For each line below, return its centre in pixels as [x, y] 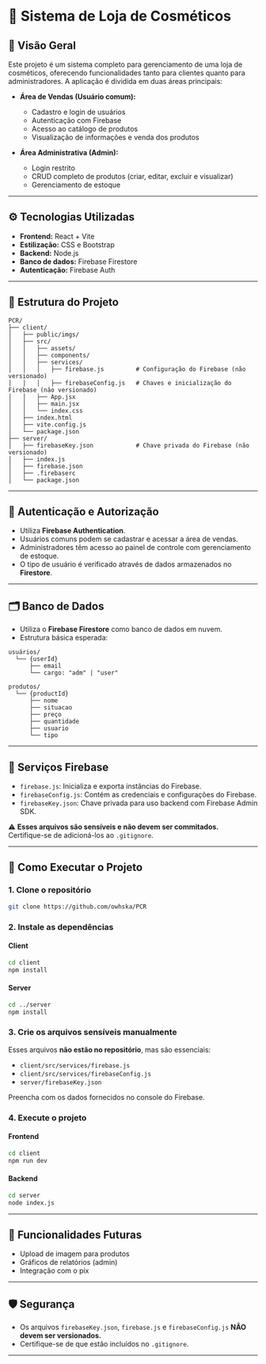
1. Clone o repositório [50, 890]
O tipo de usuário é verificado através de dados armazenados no [125, 564]
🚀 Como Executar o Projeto [76, 867]
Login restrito [53, 168]
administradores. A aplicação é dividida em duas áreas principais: [116, 81]
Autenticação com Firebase [76, 120]
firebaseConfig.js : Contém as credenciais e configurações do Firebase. [138, 795]
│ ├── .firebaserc [42, 473]
